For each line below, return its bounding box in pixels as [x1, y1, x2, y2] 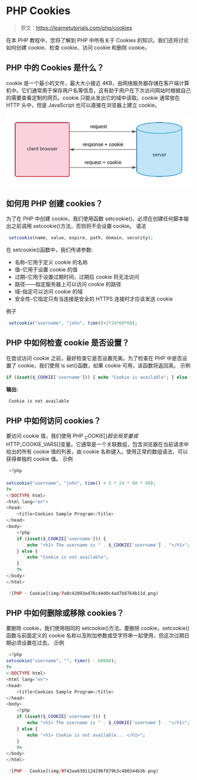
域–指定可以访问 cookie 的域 [14, 288, 83, 295]
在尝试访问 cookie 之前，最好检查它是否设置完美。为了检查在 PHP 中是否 [6, 355, 183, 362]
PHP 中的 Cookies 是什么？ [6, 63, 104, 73]
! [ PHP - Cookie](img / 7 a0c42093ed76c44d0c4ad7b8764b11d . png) [8, 590, 159, 596]
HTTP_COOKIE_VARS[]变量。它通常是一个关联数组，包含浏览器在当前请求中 [6, 441, 189, 448]
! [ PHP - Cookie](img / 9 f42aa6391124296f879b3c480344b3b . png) [8, 768, 159, 774]
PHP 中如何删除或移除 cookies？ [6, 608, 125, 618]
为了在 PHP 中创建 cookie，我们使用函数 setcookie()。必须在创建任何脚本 [6, 215, 184, 222]
